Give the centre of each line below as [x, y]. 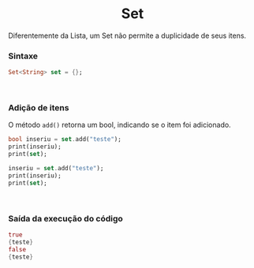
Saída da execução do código [66, 218]
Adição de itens [39, 108]
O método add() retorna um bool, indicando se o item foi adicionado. [120, 125]
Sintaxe [23, 56]
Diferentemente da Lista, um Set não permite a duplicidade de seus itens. [127, 35]
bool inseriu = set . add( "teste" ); [65, 140]
